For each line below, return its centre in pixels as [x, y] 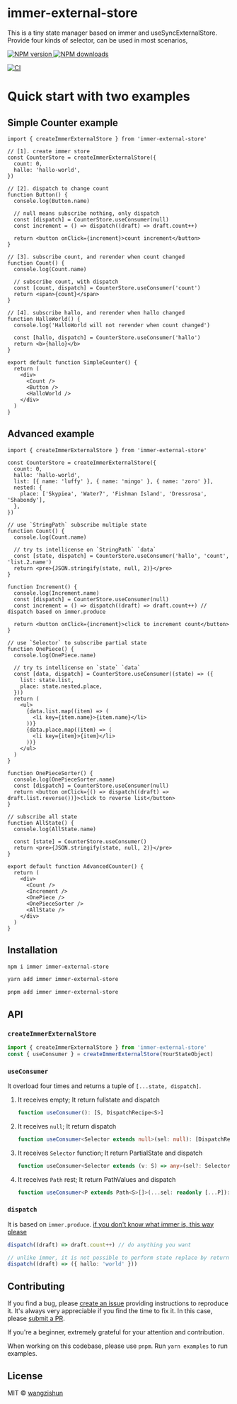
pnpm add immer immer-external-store [63, 992]
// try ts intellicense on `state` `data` [77, 668]
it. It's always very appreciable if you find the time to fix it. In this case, [110, 1311]
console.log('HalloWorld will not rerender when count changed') [112, 325]
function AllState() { [41, 823]
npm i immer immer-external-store [58, 967]
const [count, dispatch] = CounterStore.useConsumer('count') [107, 288]
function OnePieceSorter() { [50, 773]
